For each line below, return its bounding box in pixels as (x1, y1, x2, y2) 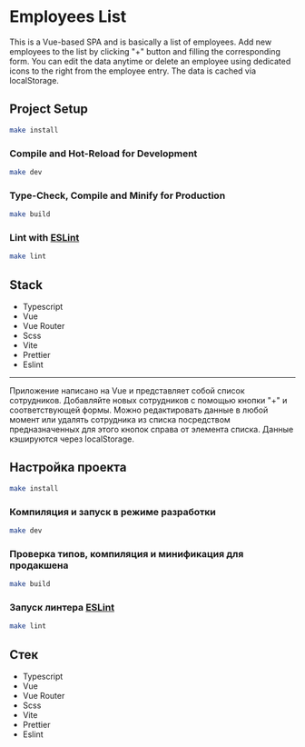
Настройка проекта (9, 460, 127, 475)
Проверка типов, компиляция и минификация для (9, 547, 244, 560)
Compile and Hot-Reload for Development (9, 147, 198, 160)
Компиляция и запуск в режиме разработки (9, 505, 216, 518)
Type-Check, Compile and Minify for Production (9, 189, 226, 202)
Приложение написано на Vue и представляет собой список (9, 384, 245, 396)
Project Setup (9, 102, 89, 117)
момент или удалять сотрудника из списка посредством (9, 413, 231, 424)
